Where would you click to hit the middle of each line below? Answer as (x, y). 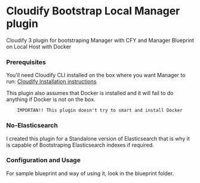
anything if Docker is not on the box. (51, 99)
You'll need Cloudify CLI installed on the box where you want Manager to (96, 75)
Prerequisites (26, 62)
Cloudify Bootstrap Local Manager (93, 11)
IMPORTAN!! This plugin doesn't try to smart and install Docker (100, 111)
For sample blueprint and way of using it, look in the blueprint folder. (90, 173)
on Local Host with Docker (39, 47)
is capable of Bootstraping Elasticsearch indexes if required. (80, 145)
